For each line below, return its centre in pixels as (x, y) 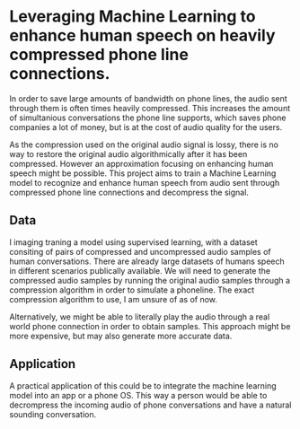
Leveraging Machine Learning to (132, 17)
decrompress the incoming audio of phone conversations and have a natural (150, 405)
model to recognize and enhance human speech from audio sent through (145, 182)
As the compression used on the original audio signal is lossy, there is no (144, 144)
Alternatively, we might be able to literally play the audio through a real (140, 317)
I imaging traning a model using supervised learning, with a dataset (133, 242)
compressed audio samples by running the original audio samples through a (150, 280)
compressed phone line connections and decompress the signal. (129, 192)
